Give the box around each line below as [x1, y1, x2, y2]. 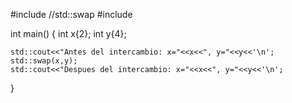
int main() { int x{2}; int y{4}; [10, 28, 127, 39]
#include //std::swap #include [10, 9, 133, 20]
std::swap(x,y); [10, 56, 78, 66]
